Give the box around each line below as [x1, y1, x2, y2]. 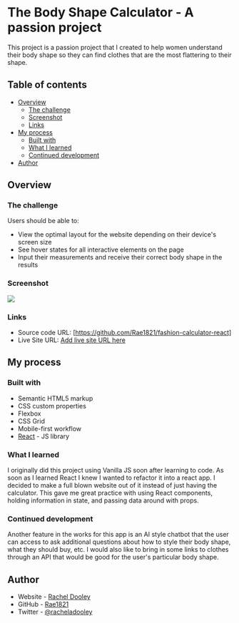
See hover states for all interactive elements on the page [17, 245, 184, 254]
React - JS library [17, 432, 70, 441]
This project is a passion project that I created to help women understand [7, 43, 223, 51]
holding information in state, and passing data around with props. [7, 496, 199, 505]
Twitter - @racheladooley [17, 607, 93, 617]
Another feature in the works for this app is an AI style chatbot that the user [7, 530, 230, 539]
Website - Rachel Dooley [17, 592, 91, 601]
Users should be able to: [7, 217, 80, 225]
